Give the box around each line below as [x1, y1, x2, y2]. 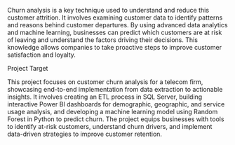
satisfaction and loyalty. [7, 50, 76, 59]
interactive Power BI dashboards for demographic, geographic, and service [7, 100, 225, 108]
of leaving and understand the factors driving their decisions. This [7, 36, 199, 44]
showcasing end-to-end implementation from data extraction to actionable [7, 85, 223, 93]
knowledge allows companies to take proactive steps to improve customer [7, 43, 222, 51]
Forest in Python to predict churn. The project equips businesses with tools [7, 115, 224, 123]
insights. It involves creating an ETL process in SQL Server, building [7, 92, 203, 101]
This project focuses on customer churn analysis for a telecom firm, [7, 78, 203, 86]
